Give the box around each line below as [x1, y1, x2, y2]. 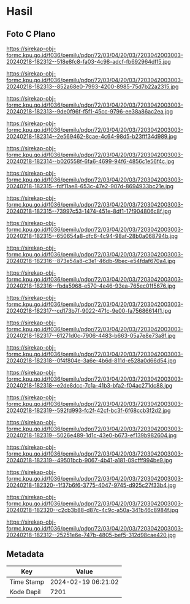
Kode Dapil [9, 587, 41, 596]
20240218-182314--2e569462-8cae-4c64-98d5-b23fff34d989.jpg [6, 133, 177, 140]
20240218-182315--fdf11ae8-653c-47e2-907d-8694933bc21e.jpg [6, 183, 173, 189]
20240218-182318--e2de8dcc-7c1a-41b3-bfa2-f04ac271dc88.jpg [6, 382, 173, 389]
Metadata [6, 549, 44, 559]
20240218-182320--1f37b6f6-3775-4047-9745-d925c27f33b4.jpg [6, 481, 177, 489]
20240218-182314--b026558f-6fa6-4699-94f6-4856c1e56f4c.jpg [6, 158, 175, 165]
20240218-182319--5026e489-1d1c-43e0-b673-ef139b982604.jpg [6, 432, 177, 439]
